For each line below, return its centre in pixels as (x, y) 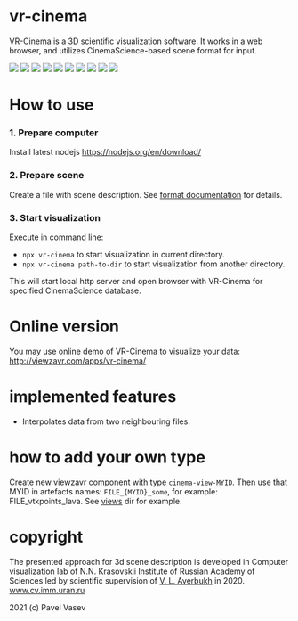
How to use (52, 105)
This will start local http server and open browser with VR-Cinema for (136, 282)
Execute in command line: (56, 237)
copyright (46, 537)
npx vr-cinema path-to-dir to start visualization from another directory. (153, 264)
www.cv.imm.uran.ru (47, 590)
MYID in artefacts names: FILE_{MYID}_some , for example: (113, 491)
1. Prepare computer (54, 133)
